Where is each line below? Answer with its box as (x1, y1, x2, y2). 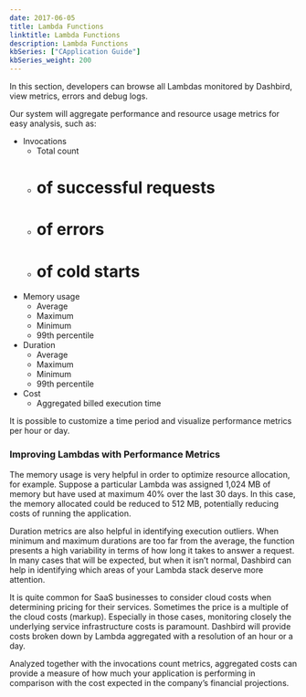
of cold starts (36, 261, 141, 281)
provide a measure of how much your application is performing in (9, 668, 256, 679)
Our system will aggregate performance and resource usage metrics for (9, 109, 280, 119)
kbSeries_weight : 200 (9, 56, 92, 65)
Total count (36, 145, 79, 156)
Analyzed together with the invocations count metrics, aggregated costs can (9, 658, 298, 669)
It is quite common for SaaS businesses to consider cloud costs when (9, 591, 272, 603)
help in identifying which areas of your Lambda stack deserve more (9, 564, 264, 576)
